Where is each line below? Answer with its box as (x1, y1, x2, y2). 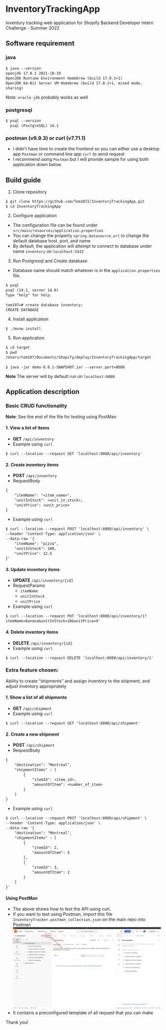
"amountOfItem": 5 (32, 850, 70, 856)
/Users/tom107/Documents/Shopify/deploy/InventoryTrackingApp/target (5, 355, 152, 360)
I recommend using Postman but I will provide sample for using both (12, 156, 149, 162)
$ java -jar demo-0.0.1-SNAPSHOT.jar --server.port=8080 (5, 365, 125, 370)
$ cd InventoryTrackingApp (5, 204, 61, 209)
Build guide (5, 176, 41, 184)
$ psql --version (5, 118, 41, 123)
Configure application (12, 213, 57, 219)
